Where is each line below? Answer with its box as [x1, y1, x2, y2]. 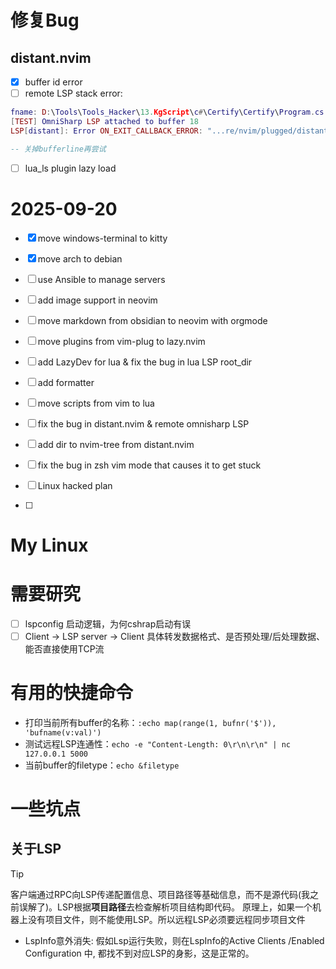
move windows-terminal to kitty [37, 232, 168, 244]
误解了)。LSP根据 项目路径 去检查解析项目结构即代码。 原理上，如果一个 [18, 901, 313, 913]
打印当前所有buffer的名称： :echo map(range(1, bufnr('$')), [24, 716, 277, 728]
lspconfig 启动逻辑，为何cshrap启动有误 [24, 617, 192, 630]
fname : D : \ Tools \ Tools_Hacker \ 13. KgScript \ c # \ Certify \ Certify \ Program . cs [10, 107, 325, 118]
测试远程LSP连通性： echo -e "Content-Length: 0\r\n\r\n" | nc [24, 737, 291, 750]
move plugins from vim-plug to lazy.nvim [37, 335, 206, 347]
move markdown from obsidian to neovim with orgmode [37, 314, 268, 326]
